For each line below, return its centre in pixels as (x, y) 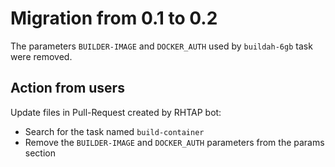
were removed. (41, 56)
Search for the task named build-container (114, 131)
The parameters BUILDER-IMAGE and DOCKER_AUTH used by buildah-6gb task (161, 46)
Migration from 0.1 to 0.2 (114, 18)
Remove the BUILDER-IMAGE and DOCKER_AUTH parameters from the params (174, 142)
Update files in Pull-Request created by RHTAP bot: (116, 112)
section (40, 153)
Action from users (67, 88)
